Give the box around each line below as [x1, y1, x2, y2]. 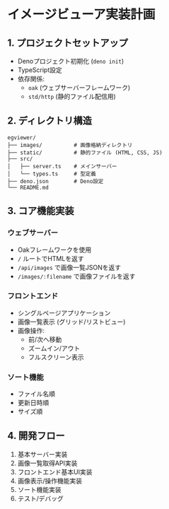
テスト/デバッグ [17, 494, 64, 503]
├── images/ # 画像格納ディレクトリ [7, 141, 133, 148]
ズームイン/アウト [28, 344, 81, 352]
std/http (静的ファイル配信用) [28, 93, 117, 100]
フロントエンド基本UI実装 [17, 467, 93, 476]
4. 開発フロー [7, 430, 65, 442]
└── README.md [7, 184, 49, 191]
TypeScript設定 [17, 66, 62, 74]
